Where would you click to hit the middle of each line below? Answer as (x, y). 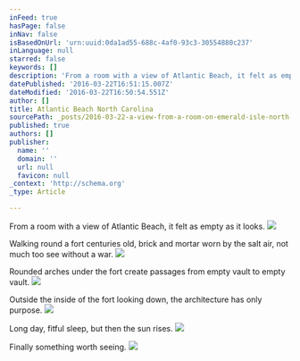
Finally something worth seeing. (68, 347)
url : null (35, 167)
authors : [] (31, 134)
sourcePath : (31, 117)
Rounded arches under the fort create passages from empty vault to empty (147, 272)
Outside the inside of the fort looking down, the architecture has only (136, 299)
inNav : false (33, 34)
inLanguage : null (42, 51)
